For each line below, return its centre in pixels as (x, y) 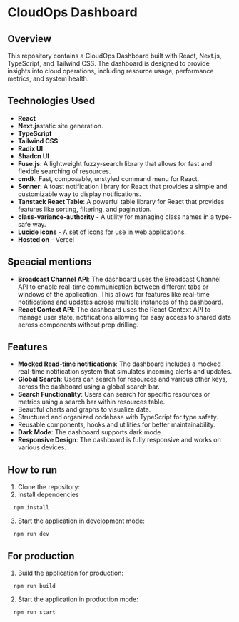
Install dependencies (49, 495)
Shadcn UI (34, 156)
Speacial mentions (50, 262)
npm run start (35, 613)
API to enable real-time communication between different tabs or (113, 287)
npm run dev (32, 534)
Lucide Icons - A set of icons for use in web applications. (102, 232)
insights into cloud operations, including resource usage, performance (111, 71)
